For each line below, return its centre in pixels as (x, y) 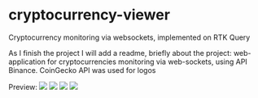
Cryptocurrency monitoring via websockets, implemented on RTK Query (129, 37)
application (27, 62)
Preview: (23, 87)
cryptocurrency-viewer (90, 15)
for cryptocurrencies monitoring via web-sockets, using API (148, 62)
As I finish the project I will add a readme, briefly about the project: (120, 53)
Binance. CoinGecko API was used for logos (82, 70)
